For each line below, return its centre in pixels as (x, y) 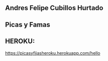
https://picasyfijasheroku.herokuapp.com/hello (53, 53)
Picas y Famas (28, 25)
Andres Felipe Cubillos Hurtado (54, 8)
